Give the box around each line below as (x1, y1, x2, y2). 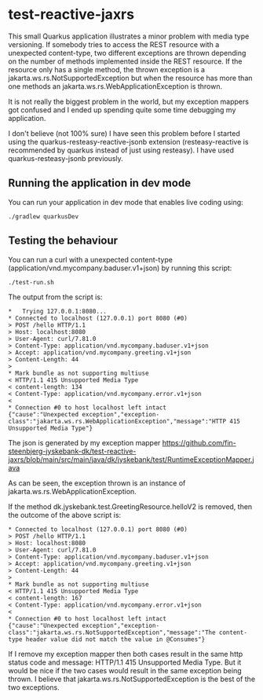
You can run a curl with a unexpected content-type (8, 255, 173, 264)
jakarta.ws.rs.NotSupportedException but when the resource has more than (8, 73, 253, 82)
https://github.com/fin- (162, 438, 237, 447)
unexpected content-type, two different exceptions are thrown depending (8, 48, 247, 57)
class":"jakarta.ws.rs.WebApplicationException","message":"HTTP (8, 417, 226, 425)
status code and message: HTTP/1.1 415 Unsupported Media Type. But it (8, 658, 242, 667)
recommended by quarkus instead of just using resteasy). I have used (8, 145, 234, 155)
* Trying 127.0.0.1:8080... (8, 307, 108, 315)
